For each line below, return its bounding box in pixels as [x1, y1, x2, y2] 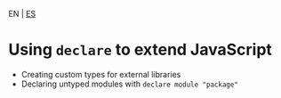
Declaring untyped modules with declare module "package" [20, 78, 239, 89]
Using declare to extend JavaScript [8, 40, 273, 60]
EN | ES [8, 9, 36, 19]
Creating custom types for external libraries [20, 69, 181, 79]
